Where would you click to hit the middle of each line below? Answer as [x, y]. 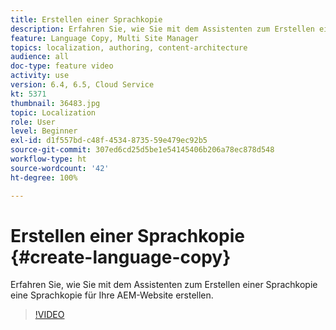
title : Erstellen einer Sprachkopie [86, 19]
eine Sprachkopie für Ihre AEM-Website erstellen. [112, 295]
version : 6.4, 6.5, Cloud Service [82, 85]
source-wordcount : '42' [60, 168]
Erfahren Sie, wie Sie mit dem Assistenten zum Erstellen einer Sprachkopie [164, 285]
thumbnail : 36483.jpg [55, 103]
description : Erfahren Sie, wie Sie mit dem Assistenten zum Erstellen [162, 29]
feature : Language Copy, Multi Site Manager [104, 38]
